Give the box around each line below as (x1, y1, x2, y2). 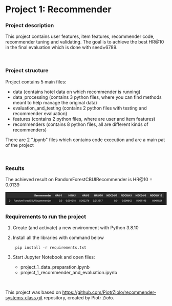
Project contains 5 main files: (5, 78, 67, 85)
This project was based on (5, 289, 61, 295)
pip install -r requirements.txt (15, 245, 87, 250)
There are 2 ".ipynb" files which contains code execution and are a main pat (5, 137, 165, 143)
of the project (5, 142, 34, 148)
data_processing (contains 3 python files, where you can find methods (12, 94, 162, 100)
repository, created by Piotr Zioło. (43, 295, 114, 301)
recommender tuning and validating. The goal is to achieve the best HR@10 (5, 39, 164, 45)
